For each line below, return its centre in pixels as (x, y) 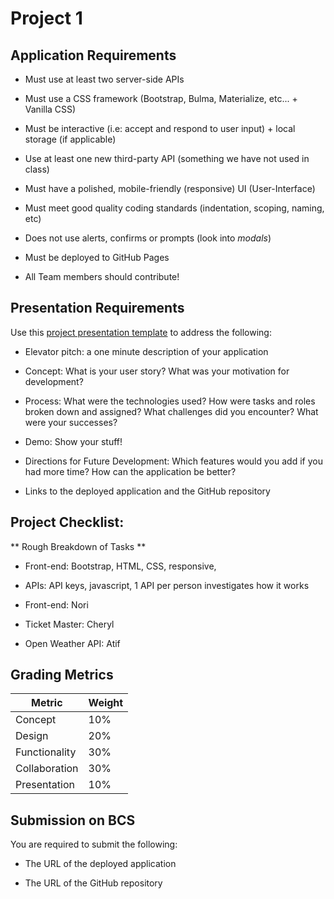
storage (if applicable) (70, 139)
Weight (106, 703)
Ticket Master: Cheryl (69, 624)
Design (32, 736)
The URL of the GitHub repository (93, 883)
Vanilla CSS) (50, 109)
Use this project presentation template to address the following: (141, 332)
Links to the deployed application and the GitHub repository (147, 491)
